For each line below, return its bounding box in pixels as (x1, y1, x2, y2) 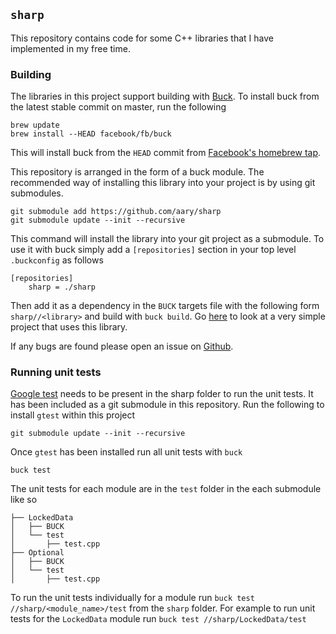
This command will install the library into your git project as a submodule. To (10, 233, 325, 245)
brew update (10, 120, 60, 131)
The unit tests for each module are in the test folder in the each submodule (10, 483, 322, 495)
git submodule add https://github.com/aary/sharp (10, 207, 222, 217)
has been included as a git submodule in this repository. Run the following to (10, 399, 325, 411)
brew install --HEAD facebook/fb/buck (10, 129, 172, 139)
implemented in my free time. (10, 42, 131, 54)
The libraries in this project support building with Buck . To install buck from (10, 90, 320, 103)
